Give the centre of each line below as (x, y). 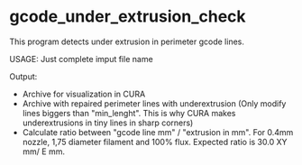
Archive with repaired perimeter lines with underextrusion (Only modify (154, 103)
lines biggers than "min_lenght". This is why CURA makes (129, 113)
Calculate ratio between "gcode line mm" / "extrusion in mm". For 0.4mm (158, 132)
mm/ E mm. (44, 151)
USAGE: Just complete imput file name (81, 59)
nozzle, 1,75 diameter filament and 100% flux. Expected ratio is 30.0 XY (155, 142)
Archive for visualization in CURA (84, 94)
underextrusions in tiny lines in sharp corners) (108, 123)
